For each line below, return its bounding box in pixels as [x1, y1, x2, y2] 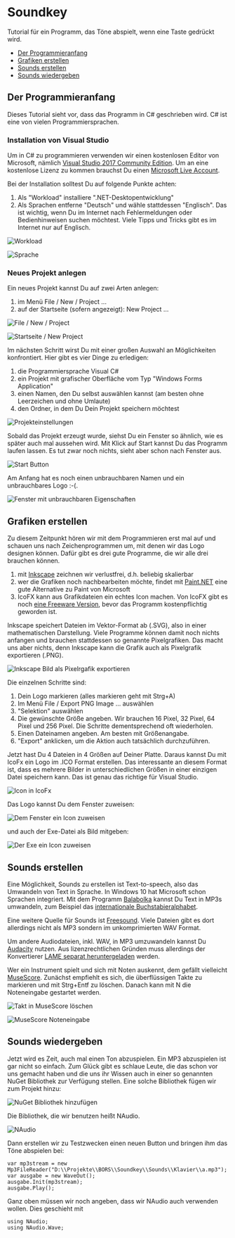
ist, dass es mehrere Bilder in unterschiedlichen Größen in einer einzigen [7, 765, 217, 774]
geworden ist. [17, 608, 58, 616]
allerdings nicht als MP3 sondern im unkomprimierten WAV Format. [7, 923, 201, 932]
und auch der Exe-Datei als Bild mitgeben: [7, 827, 129, 836]
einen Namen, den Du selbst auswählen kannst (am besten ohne [17, 390, 204, 398]
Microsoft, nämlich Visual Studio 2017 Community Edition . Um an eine [7, 159, 209, 167]
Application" [17, 382, 54, 390]
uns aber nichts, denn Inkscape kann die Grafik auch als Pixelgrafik [7, 644, 202, 652]
